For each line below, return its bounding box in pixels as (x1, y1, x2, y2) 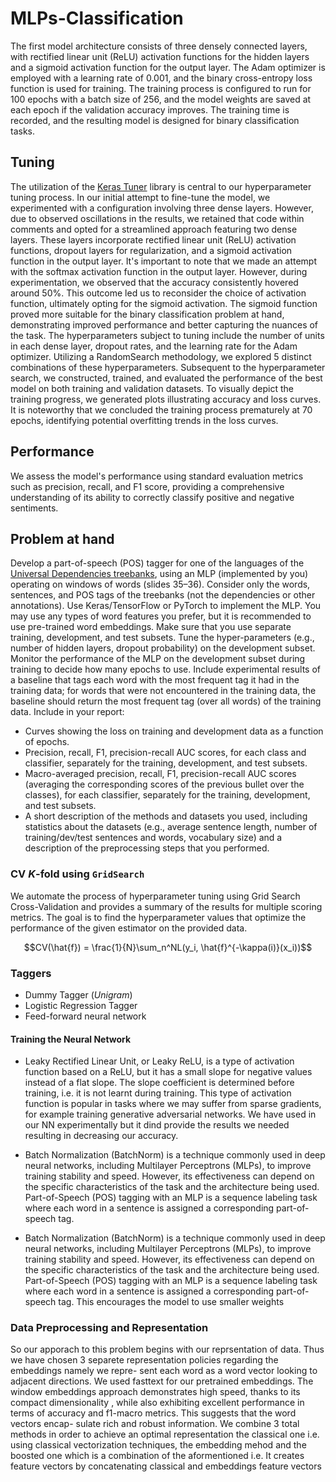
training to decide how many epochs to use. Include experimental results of (10, 663, 321, 676)
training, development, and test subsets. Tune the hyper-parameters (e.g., (10, 632, 315, 644)
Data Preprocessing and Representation (10, 1321, 209, 1335)
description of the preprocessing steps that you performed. (24, 842, 270, 854)
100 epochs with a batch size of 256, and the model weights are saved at (10, 93, 312, 105)
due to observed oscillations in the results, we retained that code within (10, 212, 305, 224)
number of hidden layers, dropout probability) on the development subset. (10, 642, 316, 654)
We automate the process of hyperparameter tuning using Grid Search (10, 890, 301, 902)
